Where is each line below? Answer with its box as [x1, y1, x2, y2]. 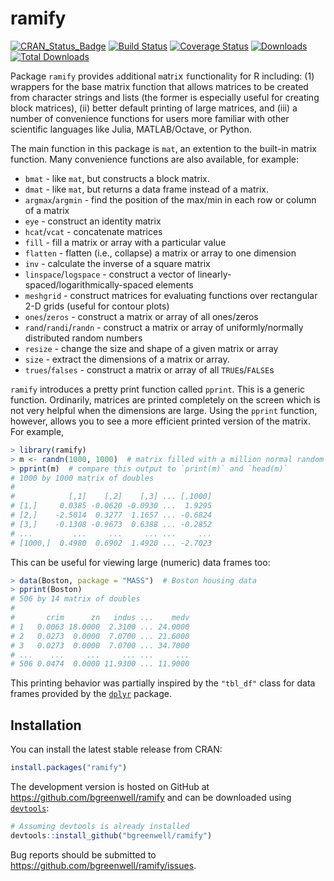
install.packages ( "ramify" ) [10, 763, 128, 773]
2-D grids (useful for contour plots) [24, 300, 170, 312]
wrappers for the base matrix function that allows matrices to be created [10, 80, 309, 92]
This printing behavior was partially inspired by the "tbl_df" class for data [10, 677, 316, 689]
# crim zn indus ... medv [10, 613, 190, 623]
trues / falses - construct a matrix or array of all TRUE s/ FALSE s [24, 363, 275, 376]
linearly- [197, 268, 232, 280]
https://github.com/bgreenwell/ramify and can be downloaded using [10, 792, 292, 803]
